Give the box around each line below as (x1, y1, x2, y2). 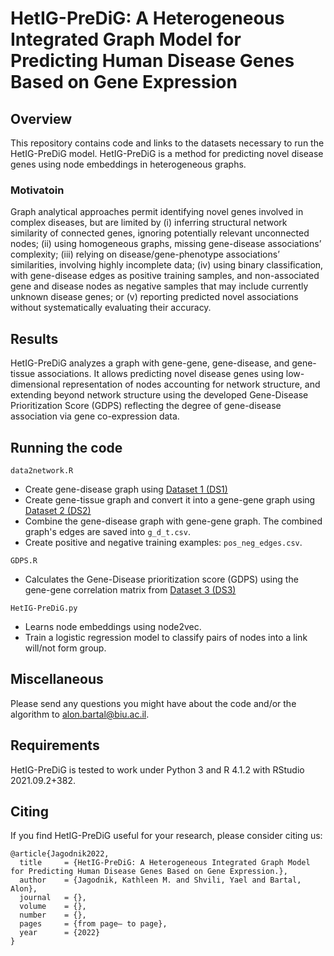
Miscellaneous (10, 671, 104, 688)
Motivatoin (10, 183, 65, 197)
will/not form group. (24, 642, 107, 654)
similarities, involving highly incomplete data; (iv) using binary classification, (10, 259, 324, 271)
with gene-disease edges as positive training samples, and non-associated (10, 270, 320, 282)
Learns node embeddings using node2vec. (24, 620, 202, 632)
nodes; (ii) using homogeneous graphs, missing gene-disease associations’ (10, 238, 322, 250)
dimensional (10, 378, 61, 391)
